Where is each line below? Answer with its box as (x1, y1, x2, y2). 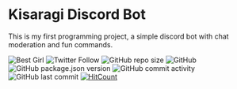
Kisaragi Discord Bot (8, 6, 147, 24)
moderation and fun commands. (8, 39, 113, 49)
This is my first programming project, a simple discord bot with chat (8, 32, 229, 41)
